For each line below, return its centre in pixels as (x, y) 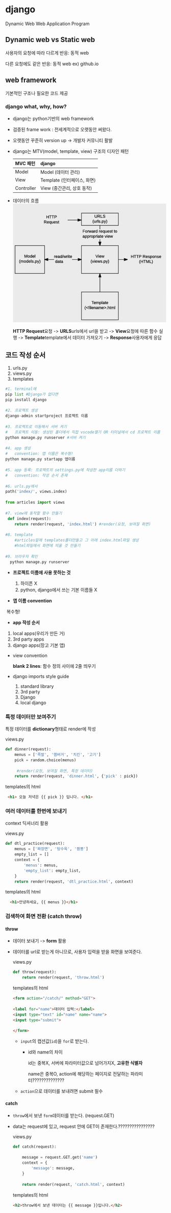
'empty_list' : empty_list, (52, 870)
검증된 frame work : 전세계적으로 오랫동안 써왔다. (62, 129)
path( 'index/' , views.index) (36, 492)
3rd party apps (28, 639)
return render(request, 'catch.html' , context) (74, 1184)
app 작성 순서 (26, 622)
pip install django (26, 400)
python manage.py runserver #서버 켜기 (45, 438)
